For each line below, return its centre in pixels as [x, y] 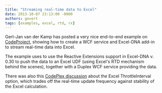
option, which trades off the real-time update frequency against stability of [80, 81]
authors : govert [21, 18]
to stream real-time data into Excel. [40, 47]
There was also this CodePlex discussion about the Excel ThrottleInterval [78, 76]
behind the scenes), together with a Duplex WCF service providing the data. [81, 67]
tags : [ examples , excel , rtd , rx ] [40, 23]
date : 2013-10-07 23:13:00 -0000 [39, 14]
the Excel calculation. [26, 86]
